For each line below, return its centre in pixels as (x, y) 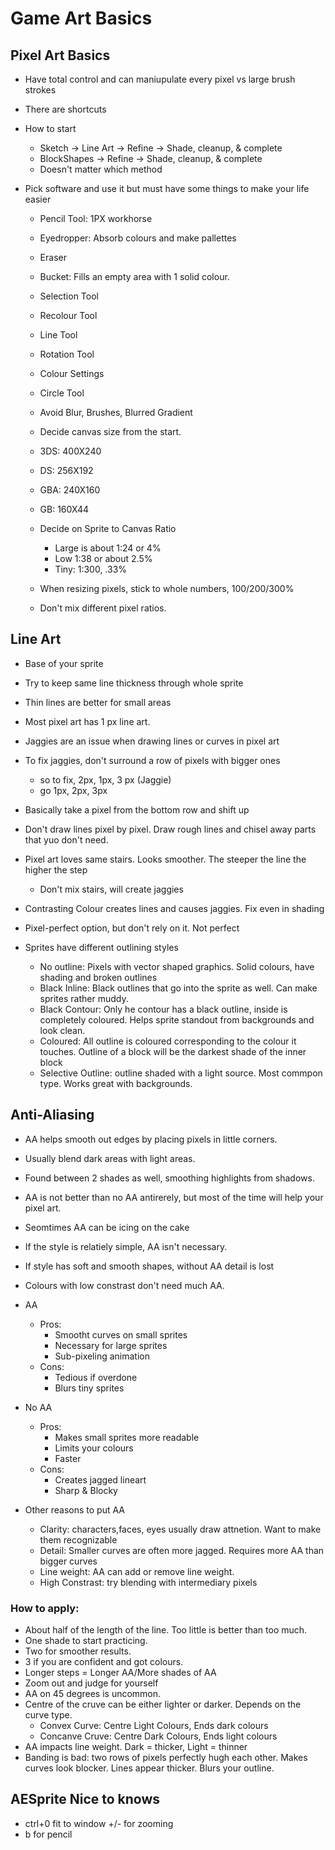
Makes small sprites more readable (127, 1437)
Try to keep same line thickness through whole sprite (134, 683)
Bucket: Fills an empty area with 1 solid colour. (134, 276)
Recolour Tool (68, 315)
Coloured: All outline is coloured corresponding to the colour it (168, 1041)
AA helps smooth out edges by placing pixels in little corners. (151, 1139)
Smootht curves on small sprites (121, 1334)
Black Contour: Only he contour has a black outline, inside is (163, 1009)
